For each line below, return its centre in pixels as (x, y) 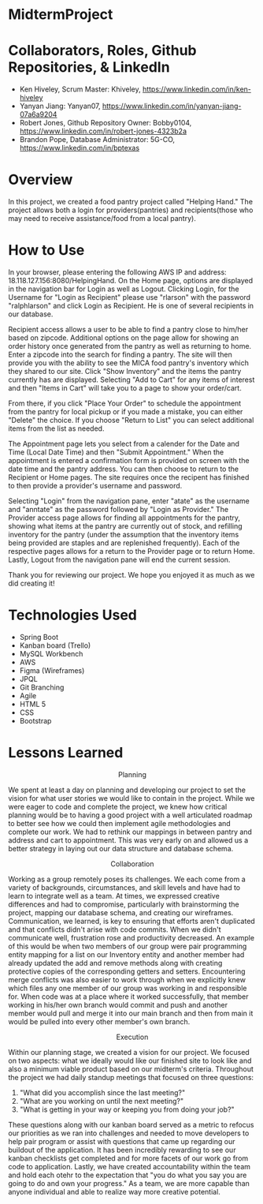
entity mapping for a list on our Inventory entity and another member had (126, 954)
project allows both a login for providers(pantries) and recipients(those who (131, 210)
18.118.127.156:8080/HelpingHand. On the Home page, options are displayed (131, 280)
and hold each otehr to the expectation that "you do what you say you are (128, 1175)
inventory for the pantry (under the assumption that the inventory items (124, 535)
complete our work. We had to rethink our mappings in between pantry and (130, 832)
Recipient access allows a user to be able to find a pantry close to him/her (128, 329)
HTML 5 (33, 704)
